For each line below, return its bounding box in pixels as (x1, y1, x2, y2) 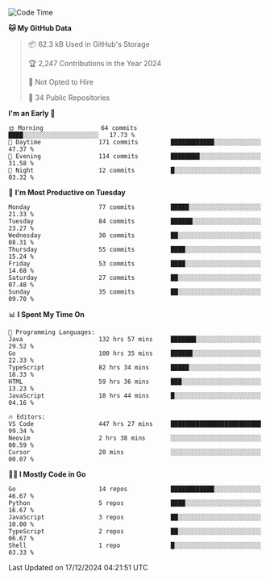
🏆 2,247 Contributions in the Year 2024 (27, 59, 162, 68)
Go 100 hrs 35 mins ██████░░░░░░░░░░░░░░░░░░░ (8, 349, 262, 357)
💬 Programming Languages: (8, 328, 95, 336)
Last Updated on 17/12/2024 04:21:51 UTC (8, 563, 148, 572)
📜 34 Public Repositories (27, 93, 110, 102)
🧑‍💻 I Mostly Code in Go (8, 469, 86, 479)
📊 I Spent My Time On (8, 310, 85, 319)
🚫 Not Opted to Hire (27, 77, 94, 86)
